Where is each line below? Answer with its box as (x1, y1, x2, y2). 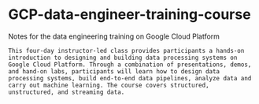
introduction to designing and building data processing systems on (8, 54, 238, 61)
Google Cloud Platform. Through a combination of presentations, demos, (8, 61, 252, 69)
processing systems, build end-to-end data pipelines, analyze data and (8, 74, 252, 82)
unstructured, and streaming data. (8, 88, 125, 96)
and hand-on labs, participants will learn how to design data (8, 67, 220, 76)
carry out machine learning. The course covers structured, (8, 81, 210, 89)
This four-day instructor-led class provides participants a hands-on (8, 46, 245, 54)
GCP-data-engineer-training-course (8, 6, 251, 24)
